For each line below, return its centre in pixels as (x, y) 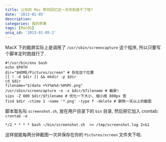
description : (19, 19)
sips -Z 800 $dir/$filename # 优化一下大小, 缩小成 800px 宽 (66, 96)
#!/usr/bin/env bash (27, 63)
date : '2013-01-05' (25, 14)
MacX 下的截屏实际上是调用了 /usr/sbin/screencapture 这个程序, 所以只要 (81, 47)
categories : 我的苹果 (26, 24)
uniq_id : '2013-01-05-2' (31, 33)
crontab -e (16, 116)
